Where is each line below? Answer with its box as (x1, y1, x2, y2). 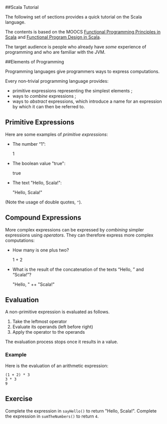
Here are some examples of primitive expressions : (5, 131, 108, 137)
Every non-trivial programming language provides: (5, 78, 109, 84)
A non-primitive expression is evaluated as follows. (5, 309, 110, 315)
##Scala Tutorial (5, 4, 39, 10)
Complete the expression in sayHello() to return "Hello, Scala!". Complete (5, 408, 157, 414)
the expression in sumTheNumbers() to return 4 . (5, 413, 99, 419)
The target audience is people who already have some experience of (5, 44, 147, 49)
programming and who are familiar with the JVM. (5, 49, 106, 55)
